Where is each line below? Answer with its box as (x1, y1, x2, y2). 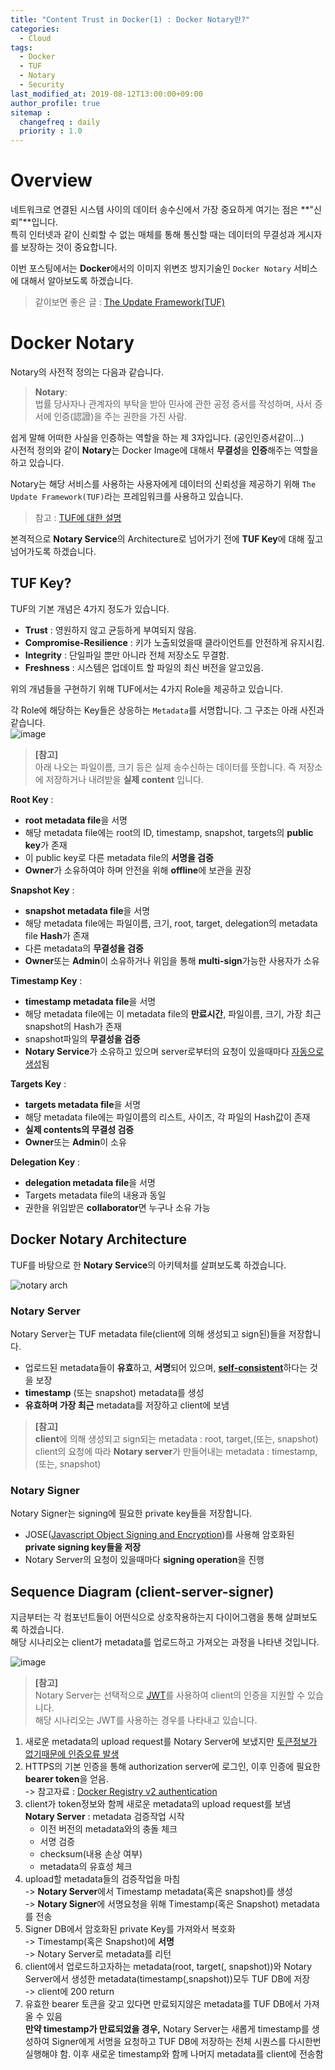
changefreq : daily (19, 117, 101, 127)
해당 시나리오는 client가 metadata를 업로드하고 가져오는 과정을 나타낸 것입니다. (10, 1636, 320, 1648)
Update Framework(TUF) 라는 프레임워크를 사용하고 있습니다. (10, 491, 244, 502)
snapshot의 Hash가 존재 (24, 1020, 122, 1032)
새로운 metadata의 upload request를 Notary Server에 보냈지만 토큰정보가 (24, 1736, 318, 1748)
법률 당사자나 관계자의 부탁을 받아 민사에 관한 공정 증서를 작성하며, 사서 (34, 398, 313, 410)
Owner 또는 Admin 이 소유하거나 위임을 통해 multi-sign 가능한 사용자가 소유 (24, 954, 320, 966)
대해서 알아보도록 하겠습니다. (20, 275, 134, 287)
